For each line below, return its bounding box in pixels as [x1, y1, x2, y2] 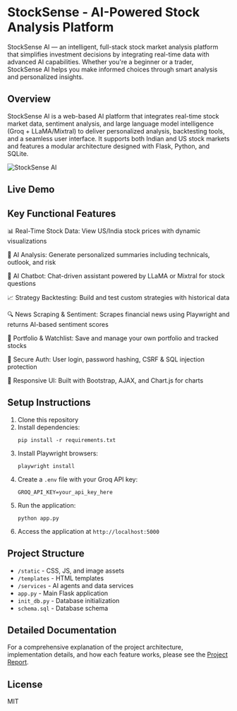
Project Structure [7, 548, 85, 560]
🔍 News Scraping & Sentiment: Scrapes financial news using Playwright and [7, 310, 230, 318]
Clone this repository [17, 415, 79, 424]
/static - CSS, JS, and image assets [17, 566, 125, 575]
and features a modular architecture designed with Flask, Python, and [7, 142, 210, 150]
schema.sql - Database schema [17, 604, 109, 612]
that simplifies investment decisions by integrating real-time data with [7, 50, 209, 59]
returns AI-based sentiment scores [7, 320, 109, 328]
